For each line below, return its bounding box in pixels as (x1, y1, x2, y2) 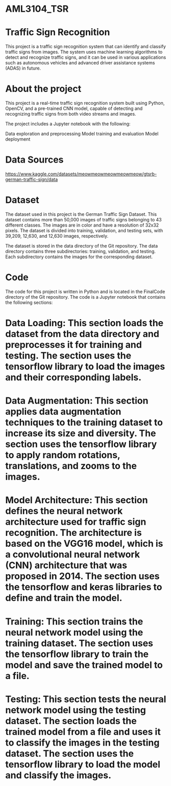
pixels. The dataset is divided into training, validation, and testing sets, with (5, 227, 163, 233)
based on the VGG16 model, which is (5, 538, 163, 550)
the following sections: (5, 299, 53, 305)
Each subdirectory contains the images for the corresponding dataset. (5, 254, 153, 260)
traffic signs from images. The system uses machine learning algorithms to (5, 49, 163, 55)
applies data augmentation (5, 406, 121, 417)
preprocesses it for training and (5, 339, 142, 351)
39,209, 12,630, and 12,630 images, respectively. (5, 233, 109, 239)
